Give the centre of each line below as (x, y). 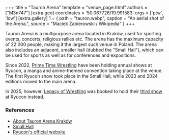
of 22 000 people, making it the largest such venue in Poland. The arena (81, 44)
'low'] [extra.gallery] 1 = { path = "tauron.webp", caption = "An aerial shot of (85, 18)
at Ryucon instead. (25, 97)
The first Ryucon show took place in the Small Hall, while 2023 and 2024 (81, 76)
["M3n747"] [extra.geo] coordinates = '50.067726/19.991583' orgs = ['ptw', (84, 13)
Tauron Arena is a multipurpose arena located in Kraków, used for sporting (83, 33)
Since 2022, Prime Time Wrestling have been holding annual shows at (79, 65)
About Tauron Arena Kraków (42, 121)
